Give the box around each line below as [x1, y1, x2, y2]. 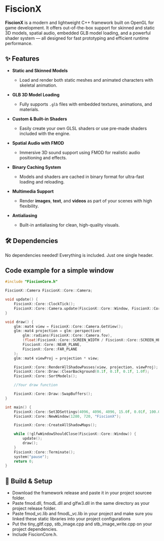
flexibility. [19, 203, 39, 209]
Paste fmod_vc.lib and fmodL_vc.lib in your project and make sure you [12, 511, 153, 517]
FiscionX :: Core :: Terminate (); [14, 450, 76, 454]
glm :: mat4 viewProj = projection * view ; [14, 356, 99, 361]
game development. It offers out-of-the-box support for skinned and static [5, 24, 155, 30]
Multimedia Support [12, 188, 54, 194]
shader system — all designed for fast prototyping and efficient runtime [5, 35, 149, 41]
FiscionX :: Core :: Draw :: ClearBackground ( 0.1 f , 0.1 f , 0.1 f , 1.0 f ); [14, 369, 150, 374]
